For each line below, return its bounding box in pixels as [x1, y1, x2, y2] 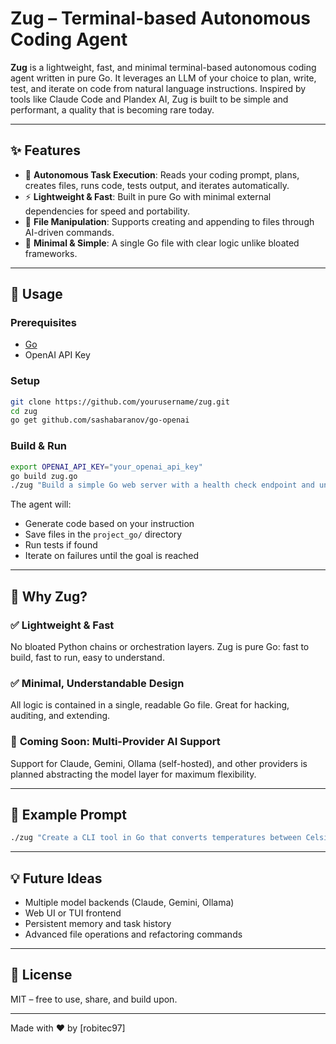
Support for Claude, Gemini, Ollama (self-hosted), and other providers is [10, 757, 308, 769]
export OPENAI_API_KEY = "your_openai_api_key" [10, 462, 203, 472]
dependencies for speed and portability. [24, 205, 191, 217]
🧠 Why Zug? [10, 588, 88, 605]
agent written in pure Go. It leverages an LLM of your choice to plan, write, [10, 72, 317, 84]
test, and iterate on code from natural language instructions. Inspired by [10, 82, 307, 94]
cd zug [10, 406, 38, 416]
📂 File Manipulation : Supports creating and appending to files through [24, 215, 315, 227]
